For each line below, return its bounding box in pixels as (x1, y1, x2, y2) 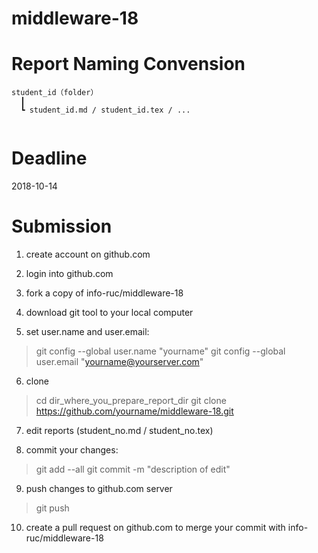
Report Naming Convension (11, 53, 246, 76)
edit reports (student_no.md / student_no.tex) (25, 425, 214, 436)
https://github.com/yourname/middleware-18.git (35, 405, 234, 417)
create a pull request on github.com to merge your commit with (25, 522, 286, 533)
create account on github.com (25, 248, 151, 260)
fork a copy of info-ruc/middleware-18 (25, 287, 184, 299)
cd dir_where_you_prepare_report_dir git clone (35, 395, 227, 406)
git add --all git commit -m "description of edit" (35, 463, 231, 475)
